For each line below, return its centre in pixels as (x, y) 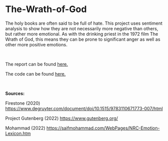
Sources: (15, 93)
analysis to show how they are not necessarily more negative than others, (82, 28)
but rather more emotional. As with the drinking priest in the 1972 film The (82, 34)
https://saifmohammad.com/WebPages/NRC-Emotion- (103, 128)
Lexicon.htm (18, 133)
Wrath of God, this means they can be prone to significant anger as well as (83, 39)
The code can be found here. (36, 74)
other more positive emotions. (36, 44)
